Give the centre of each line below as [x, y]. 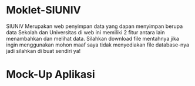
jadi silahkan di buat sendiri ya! [43, 51]
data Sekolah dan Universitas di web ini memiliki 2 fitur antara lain [86, 32]
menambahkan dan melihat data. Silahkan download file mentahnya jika [93, 38]
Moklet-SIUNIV [43, 10]
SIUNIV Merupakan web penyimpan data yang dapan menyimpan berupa [95, 26]
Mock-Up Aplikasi [51, 75]
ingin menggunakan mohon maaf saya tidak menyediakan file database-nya [98, 45]
